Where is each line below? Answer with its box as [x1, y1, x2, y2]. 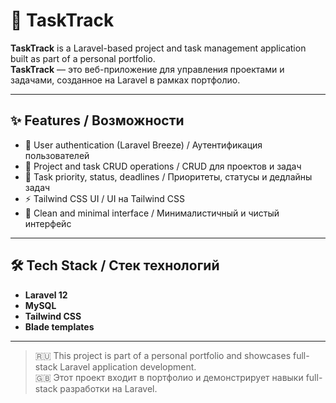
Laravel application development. [59, 360, 197, 373]
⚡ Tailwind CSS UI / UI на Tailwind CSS [24, 192, 185, 204]
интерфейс [24, 217, 72, 229]
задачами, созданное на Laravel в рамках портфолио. [10, 74, 241, 86]
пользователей [24, 149, 90, 161]
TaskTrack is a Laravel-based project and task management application [10, 42, 307, 54]
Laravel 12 [24, 289, 68, 301]
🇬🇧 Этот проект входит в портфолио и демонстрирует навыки [34, 371, 304, 383]
